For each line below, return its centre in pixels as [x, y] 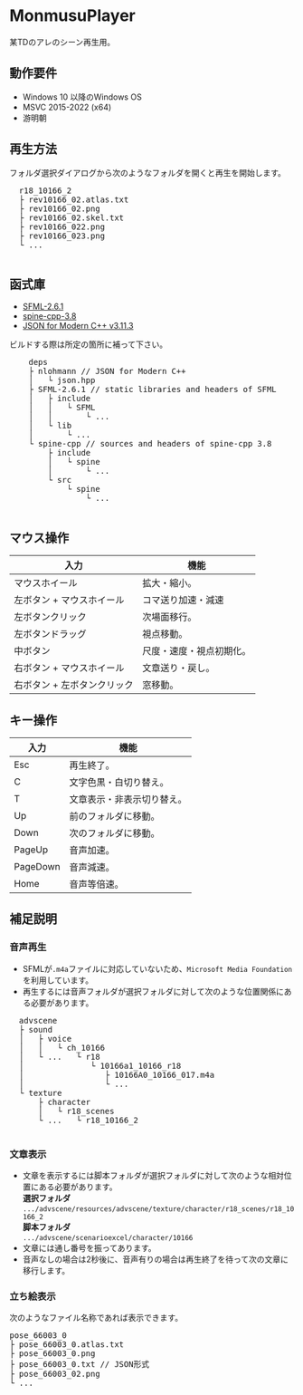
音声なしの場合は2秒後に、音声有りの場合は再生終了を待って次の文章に [156, 1259]
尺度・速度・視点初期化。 [196, 651]
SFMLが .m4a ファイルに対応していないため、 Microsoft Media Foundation [157, 968]
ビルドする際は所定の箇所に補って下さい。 [89, 344]
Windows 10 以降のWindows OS [82, 97]
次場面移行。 [169, 617]
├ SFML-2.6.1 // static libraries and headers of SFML [153, 390]
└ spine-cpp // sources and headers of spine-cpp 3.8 [150, 444]
